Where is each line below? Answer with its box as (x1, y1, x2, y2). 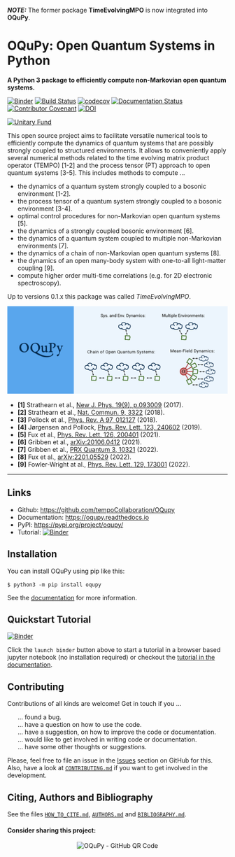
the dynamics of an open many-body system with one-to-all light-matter (17, 256, 226, 264)
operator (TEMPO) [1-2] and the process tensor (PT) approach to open (7, 161, 211, 169)
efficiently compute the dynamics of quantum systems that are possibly (7, 139, 214, 147)
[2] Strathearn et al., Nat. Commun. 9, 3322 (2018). (17, 408, 165, 416)
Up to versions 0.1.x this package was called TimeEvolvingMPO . (7, 292, 191, 300)
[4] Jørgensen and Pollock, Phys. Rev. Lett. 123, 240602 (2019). (17, 423, 202, 431)
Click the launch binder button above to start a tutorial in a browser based (7, 646, 221, 654)
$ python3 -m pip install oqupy (7, 581, 101, 588)
